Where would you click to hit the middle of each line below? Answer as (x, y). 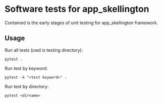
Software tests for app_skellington (77, 9)
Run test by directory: (27, 86)
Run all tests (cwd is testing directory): (44, 50)
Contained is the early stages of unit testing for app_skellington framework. (81, 23)
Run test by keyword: (26, 68)
